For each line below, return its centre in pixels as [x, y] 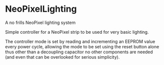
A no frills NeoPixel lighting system [40, 22]
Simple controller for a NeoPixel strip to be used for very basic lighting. [77, 32]
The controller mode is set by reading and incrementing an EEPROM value [80, 41]
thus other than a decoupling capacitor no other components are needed [79, 52]
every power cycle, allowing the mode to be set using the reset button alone [82, 46]
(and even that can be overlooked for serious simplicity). [62, 57]
